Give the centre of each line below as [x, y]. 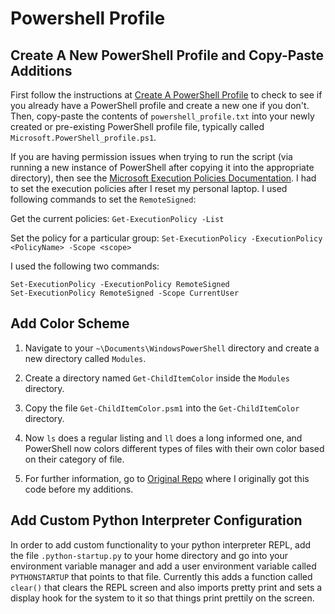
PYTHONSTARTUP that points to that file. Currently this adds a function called [161, 576]
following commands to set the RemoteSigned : [103, 199]
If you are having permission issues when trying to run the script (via [151, 156]
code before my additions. [79, 489]
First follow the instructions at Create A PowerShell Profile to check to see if [166, 95]
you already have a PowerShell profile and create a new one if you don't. [160, 105]
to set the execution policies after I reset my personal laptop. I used [149, 188]
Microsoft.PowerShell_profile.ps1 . [83, 137]
